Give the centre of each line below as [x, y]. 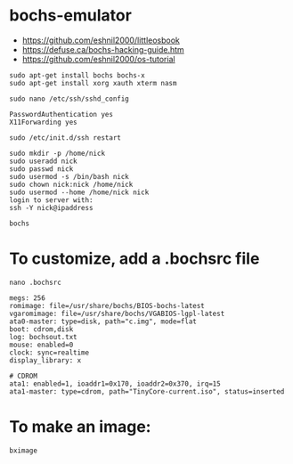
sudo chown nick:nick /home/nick [71, 184]
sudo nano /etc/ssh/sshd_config [69, 99]
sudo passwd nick [41, 169]
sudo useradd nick [43, 161]
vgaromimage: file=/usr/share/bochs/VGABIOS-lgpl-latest [117, 313]
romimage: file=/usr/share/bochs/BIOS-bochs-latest [107, 305]
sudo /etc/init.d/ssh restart [65, 138]
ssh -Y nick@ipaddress [51, 208]
